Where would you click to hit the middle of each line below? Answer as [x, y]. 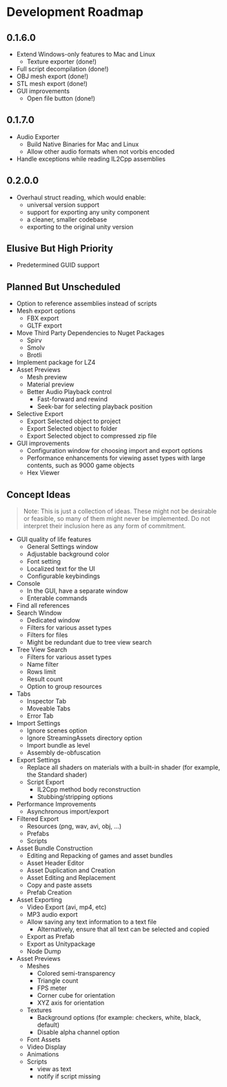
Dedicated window [53, 620]
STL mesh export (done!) [52, 83]
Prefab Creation [49, 892]
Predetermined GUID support [58, 265]
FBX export [43, 318]
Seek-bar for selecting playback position [95, 406]
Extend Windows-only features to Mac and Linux [86, 54]
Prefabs [38, 834]
